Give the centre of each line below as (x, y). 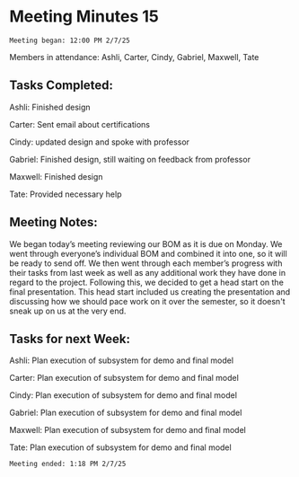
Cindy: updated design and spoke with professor (100, 142)
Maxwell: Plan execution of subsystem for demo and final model (128, 430)
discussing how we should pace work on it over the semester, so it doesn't (147, 301)
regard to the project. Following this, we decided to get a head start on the (147, 282)
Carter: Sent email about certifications (80, 124)
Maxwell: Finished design (56, 176)
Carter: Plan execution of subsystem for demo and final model (124, 378)
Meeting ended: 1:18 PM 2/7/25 (68, 464)
